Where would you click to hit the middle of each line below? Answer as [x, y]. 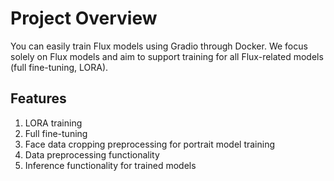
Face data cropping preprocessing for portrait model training [150, 144]
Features [38, 98]
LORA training [53, 123]
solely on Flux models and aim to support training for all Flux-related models [167, 56]
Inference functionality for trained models [110, 165]
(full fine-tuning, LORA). [59, 67]
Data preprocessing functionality [92, 154]
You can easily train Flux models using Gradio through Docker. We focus [159, 46]
